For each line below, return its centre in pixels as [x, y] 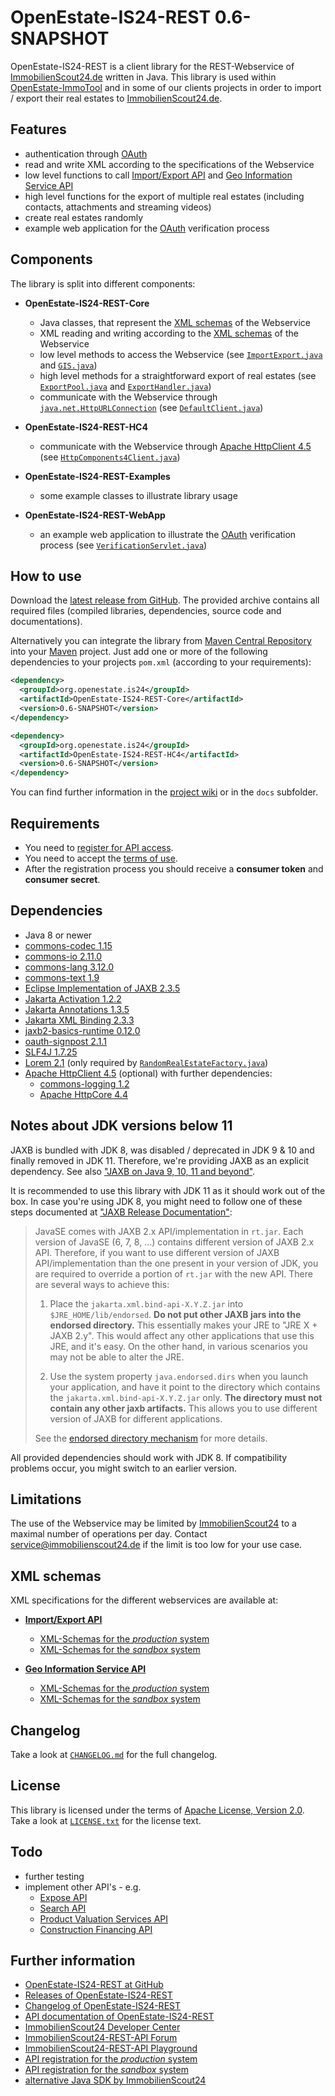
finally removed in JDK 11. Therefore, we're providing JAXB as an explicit [159, 1160]
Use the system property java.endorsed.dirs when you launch [178, 1376]
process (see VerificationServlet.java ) [123, 545]
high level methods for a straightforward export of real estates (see [178, 375]
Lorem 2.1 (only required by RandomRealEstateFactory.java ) [146, 1062]
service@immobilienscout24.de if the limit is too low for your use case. [156, 1545]
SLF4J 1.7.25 [51, 1052]
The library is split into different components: [103, 283]
